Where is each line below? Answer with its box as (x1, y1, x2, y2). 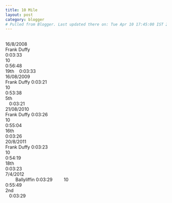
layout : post (5, 12, 33, 17)
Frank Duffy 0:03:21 (5, 79, 47, 85)
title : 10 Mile (5, 7, 38, 13)
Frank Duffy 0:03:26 (5, 112, 48, 118)
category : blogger (5, 17, 45, 22)
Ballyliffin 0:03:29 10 (15, 176, 69, 183)
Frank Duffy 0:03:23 (5, 144, 48, 150)
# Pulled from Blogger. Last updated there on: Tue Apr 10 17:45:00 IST (5, 21, 164, 27)
